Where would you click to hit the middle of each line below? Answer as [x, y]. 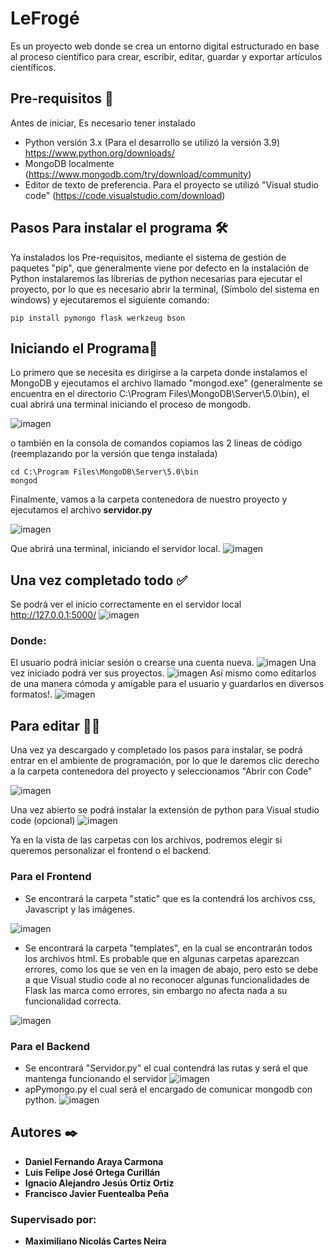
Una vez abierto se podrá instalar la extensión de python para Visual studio [165, 810]
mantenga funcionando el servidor [96, 1078]
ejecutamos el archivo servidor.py [81, 510]
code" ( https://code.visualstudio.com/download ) [125, 195]
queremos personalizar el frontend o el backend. [111, 851]
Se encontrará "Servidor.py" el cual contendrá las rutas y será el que [166, 1068]
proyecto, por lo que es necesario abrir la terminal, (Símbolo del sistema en [165, 289]
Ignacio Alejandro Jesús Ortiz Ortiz [99, 1183]
